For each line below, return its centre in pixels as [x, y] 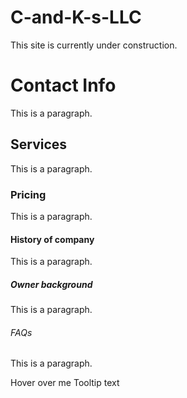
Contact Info [63, 85]
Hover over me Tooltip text [65, 383]
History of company [52, 239]
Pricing [28, 194]
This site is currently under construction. [94, 45]
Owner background [51, 284]
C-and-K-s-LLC [76, 17]
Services [39, 144]
